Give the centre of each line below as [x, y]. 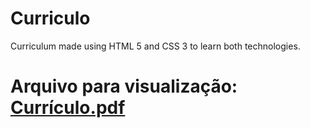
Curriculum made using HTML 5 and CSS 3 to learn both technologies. [155, 46]
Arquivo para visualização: [124, 86]
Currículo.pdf [68, 108]
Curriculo [50, 18]
